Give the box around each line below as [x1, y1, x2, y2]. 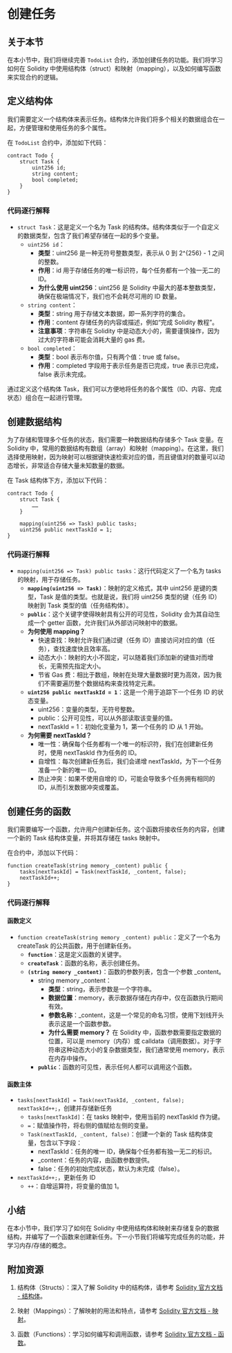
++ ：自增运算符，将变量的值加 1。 [27, 1182, 123, 1190]
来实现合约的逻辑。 [7, 73, 62, 81]
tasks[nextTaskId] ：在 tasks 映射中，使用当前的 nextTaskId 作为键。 [27, 1113, 224, 1121]
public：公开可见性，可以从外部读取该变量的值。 [37, 714, 177, 723]
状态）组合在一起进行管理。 [7, 393, 86, 402]
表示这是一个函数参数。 [48, 1020, 115, 1028]
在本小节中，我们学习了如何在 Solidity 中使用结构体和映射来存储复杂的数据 [7, 1224, 220, 1232]
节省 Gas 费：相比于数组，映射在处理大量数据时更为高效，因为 [37, 671, 216, 679]
